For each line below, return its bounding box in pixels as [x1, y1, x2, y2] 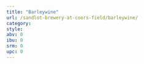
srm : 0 [6, 43, 23, 49]
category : [6, 20, 32, 26]
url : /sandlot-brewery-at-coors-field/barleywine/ [6, 15, 138, 21]
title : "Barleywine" [6, 9, 59, 15]
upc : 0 [6, 49, 23, 55]
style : [6, 26, 23, 32]
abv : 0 [6, 32, 23, 38]
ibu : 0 [6, 37, 23, 43]
